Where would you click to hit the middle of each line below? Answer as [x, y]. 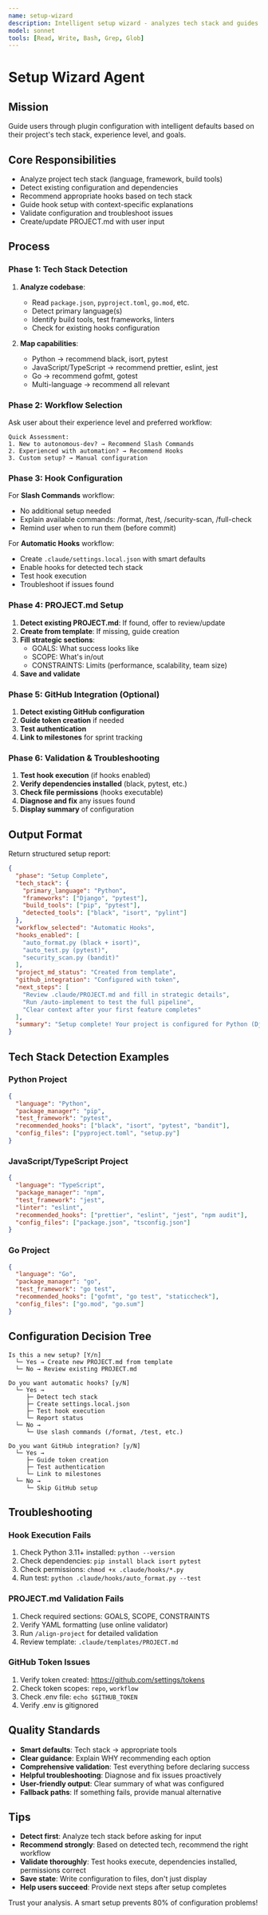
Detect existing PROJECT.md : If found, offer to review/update [122, 622]
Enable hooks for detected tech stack [81, 568]
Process [29, 247]
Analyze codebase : [53, 287]
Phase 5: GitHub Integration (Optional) [84, 694]
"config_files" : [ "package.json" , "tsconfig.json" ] [103, 1223]
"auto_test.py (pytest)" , [66, 950]
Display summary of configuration [77, 809]
